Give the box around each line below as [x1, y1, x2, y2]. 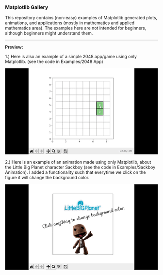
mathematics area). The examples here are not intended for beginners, [5, 25, 147, 31]
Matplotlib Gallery [5, 4, 49, 11]
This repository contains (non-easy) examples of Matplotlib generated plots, [5, 15, 158, 21]
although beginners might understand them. [5, 31, 93, 36]
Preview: [5, 44, 23, 50]
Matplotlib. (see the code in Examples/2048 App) [5, 59, 103, 64]
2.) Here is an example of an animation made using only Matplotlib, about [5, 159, 151, 165]
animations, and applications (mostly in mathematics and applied [5, 20, 135, 26]
